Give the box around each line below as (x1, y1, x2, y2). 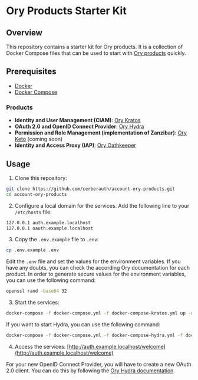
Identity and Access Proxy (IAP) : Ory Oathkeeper (14, 142, 137, 149)
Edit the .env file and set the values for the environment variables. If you (6, 258, 181, 265)
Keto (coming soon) (14, 136, 63, 143)
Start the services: (14, 299, 60, 306)
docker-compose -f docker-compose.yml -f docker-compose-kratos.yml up (6, 310, 186, 316)
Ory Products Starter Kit (6, 4, 127, 18)
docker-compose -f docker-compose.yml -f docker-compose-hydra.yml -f (6, 332, 183, 339)
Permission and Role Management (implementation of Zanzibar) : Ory (14, 129, 187, 136)
